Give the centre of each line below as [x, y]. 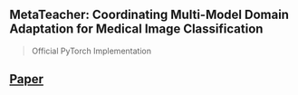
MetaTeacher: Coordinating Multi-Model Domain [149, 15]
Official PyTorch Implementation [91, 51]
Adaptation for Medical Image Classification [136, 29]
